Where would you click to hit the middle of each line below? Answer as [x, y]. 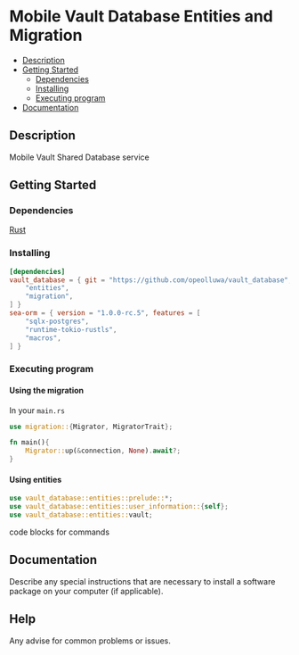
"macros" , [44, 338]
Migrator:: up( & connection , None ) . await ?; [103, 451]
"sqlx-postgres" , [57, 321]
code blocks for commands [59, 532]
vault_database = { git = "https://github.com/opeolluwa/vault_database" [149, 280]
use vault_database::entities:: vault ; [81, 515]
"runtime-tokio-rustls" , [71, 329]
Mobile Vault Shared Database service [79, 157]
